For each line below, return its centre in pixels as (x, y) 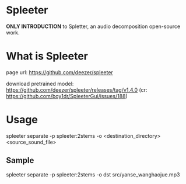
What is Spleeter (47, 56)
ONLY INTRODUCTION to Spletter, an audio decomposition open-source (93, 26)
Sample (20, 160)
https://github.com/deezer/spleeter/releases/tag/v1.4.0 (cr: (77, 90)
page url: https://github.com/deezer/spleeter (60, 72)
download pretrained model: (40, 84)
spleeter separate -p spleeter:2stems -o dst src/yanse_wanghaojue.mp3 (93, 174)
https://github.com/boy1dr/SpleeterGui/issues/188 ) (67, 96)
